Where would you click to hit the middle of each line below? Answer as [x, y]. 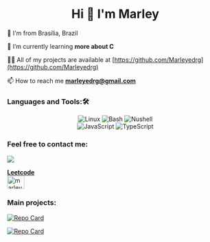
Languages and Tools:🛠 [48, 101]
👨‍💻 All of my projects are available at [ [61, 59]
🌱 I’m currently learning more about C [61, 46]
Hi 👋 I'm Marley [115, 14]
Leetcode [21, 172]
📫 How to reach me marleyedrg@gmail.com [71, 80]
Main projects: [32, 203]
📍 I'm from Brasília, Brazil [43, 33]
